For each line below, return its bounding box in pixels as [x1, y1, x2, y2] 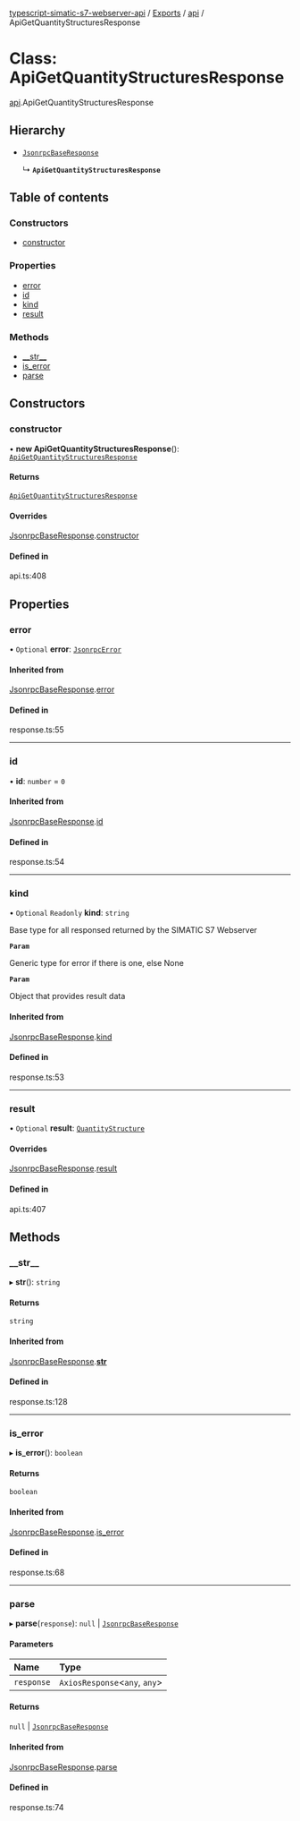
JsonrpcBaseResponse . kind [9, 1031, 112, 1042]
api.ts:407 [9, 1203, 46, 1214]
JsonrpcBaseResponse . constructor [9, 530, 140, 541]
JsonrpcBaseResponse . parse [9, 1761, 118, 1772]
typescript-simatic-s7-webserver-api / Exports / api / [9, 8, 204, 18]
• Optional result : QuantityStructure [9, 1123, 146, 1133]
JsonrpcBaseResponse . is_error [9, 1526, 125, 1537]
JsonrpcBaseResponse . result [9, 1163, 118, 1174]
